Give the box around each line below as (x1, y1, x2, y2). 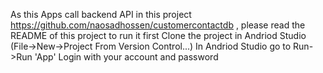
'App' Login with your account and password (34, 51, 219, 63)
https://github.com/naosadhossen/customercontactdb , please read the (10, 19, 306, 31)
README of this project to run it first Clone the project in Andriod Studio (10, 30, 307, 41)
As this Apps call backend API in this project (10, 9, 192, 20)
